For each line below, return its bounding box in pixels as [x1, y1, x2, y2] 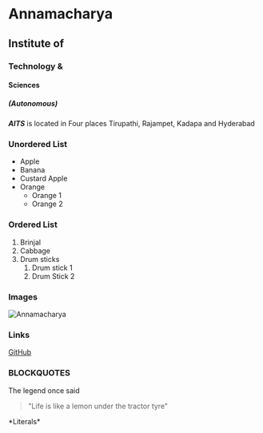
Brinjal [19, 237, 42, 247]
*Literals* [8, 416, 41, 426]
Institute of [8, 37, 65, 50]
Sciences [8, 81, 40, 90]
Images [8, 291, 38, 302]
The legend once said [8, 385, 80, 395]
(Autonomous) [8, 98, 58, 108]
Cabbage [19, 245, 50, 256]
